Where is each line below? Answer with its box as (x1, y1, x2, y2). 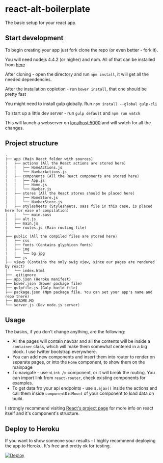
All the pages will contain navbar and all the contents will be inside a (12, 338, 151, 344)
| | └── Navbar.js (5, 187, 52, 191)
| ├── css (5, 238, 29, 243)
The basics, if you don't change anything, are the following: (5, 329, 125, 335)
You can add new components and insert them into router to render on (12, 354, 155, 360)
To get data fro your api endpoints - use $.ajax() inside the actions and (12, 385, 158, 391)
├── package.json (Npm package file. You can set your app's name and (5, 290, 153, 295)
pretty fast (5, 91, 26, 97)
